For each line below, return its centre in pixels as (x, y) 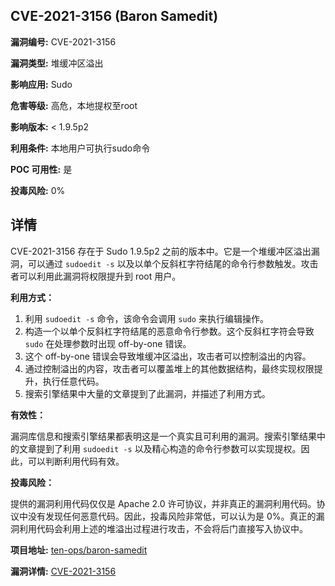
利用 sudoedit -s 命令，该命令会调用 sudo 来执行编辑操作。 (146, 318)
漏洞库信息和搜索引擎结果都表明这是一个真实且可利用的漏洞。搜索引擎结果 (163, 436)
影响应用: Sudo (41, 84)
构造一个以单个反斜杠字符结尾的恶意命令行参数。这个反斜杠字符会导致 (169, 331)
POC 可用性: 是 (41, 169)
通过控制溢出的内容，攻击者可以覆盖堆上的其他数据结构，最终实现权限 (169, 368)
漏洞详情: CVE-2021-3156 (63, 571)
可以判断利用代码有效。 (76, 461)
